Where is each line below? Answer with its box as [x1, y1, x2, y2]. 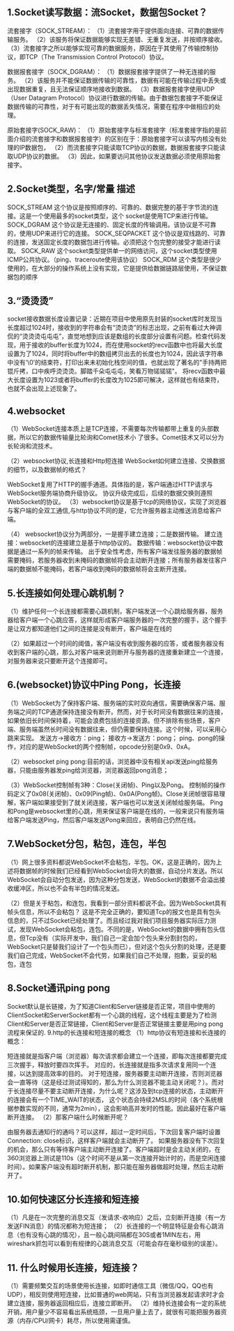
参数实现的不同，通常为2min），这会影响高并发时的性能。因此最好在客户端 [13, 1104, 226, 1112]
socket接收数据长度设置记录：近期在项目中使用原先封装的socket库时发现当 [7, 314, 223, 323]
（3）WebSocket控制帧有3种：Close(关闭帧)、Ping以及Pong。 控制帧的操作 [7, 780, 226, 789]
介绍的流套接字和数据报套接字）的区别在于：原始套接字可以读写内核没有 [13, 135, 221, 143]
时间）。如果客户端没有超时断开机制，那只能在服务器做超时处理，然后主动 [7, 1162, 218, 1171]
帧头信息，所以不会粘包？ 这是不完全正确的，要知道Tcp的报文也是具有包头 [7, 907, 221, 915]
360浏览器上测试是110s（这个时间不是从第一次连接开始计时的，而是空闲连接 [7, 1153, 226, 1162]
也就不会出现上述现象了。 [7, 384, 81, 393]
